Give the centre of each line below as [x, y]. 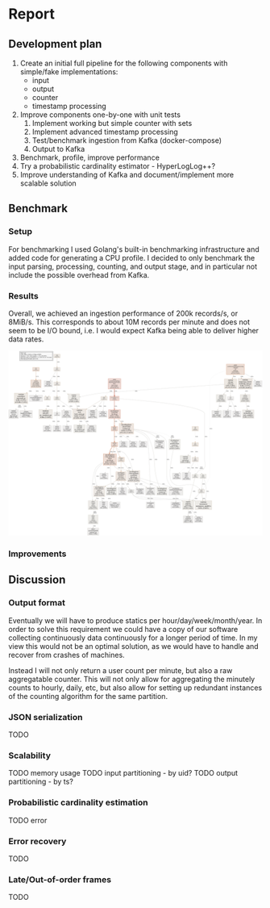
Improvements [37, 554]
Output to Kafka [58, 149]
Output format [37, 603]
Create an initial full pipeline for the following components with [124, 63]
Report [31, 14]
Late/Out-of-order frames [60, 879]
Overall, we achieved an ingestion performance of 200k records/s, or [123, 313]
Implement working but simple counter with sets [112, 123]
